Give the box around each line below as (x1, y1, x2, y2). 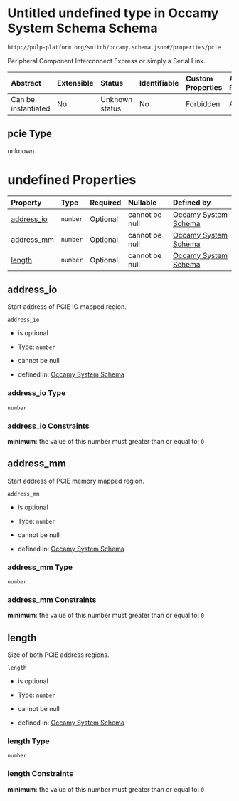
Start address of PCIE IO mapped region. (7, 302, 127, 311)
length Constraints (7, 769, 73, 779)
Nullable (127, 198, 157, 208)
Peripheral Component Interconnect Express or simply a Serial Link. (7, 56, 206, 65)
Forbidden (186, 98, 221, 108)
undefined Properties (7, 171, 137, 188)
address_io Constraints (7, 421, 90, 431)
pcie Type (7, 128, 52, 140)
